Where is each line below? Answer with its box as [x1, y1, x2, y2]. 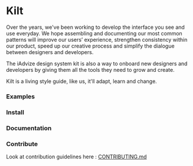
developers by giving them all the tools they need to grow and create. [6, 66, 175, 73]
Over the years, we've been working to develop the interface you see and [6, 24, 185, 31]
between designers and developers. [6, 48, 94, 55]
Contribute [6, 140, 38, 148]
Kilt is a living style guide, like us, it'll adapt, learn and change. [6, 78, 158, 85]
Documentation [6, 124, 52, 132]
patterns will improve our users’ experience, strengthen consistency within [6, 36, 188, 43]
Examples [6, 92, 35, 101]
